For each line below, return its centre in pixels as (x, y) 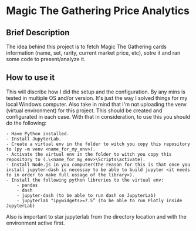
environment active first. (36, 223)
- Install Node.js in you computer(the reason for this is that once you (98, 165)
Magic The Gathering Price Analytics (98, 11)
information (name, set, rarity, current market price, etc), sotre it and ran (93, 53)
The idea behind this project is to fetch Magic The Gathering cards (87, 46)
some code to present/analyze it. (46, 59)
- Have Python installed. (38, 133)
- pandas (27, 185)
